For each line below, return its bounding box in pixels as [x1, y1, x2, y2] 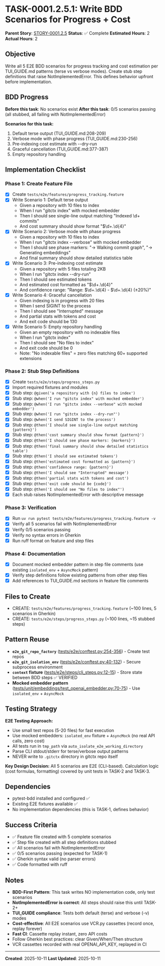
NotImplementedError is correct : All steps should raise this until [12, 900, 143, 906]
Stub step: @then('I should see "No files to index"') [12, 486, 125, 492]
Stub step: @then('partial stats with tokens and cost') [12, 475, 129, 481]
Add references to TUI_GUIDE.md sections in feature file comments [12, 578, 149, 584]
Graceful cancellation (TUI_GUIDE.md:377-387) [12, 146, 109, 152]
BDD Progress [5, 93, 49, 101]
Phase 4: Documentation [5, 550, 66, 557]
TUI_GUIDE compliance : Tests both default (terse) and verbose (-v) [12, 910, 149, 916]
